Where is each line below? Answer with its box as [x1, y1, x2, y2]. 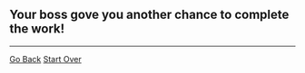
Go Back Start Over [9, 53, 82, 64]
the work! [9, 22, 65, 37]
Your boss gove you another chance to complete [9, 7, 290, 23]
